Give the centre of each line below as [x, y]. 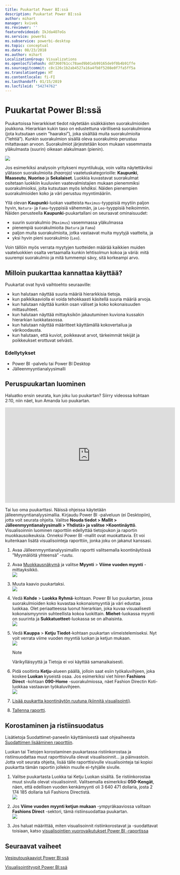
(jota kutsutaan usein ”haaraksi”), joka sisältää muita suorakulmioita [73, 134]
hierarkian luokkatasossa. [38, 320]
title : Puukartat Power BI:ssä [37, 9]
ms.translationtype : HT [29, 73]
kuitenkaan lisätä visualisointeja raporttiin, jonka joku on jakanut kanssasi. [78, 541]
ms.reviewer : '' [21, 28]
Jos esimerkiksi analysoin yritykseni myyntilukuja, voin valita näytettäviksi [79, 168]
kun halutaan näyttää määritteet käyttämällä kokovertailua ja [72, 325]
